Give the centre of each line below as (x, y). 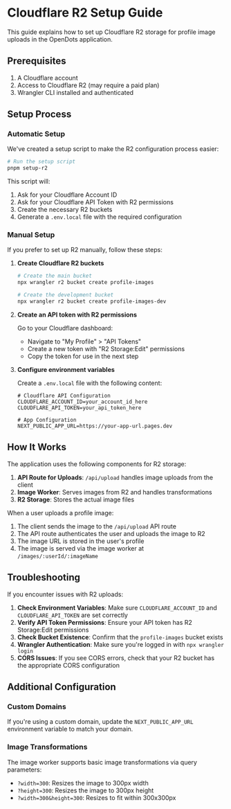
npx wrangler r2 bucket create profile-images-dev (92, 302)
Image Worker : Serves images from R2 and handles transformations (114, 492)
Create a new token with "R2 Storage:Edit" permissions (106, 348)
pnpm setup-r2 (28, 168)
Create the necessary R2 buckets (65, 210)
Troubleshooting (44, 577)
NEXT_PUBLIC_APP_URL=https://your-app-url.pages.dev (95, 426)
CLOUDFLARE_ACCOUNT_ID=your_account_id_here (82, 402)
